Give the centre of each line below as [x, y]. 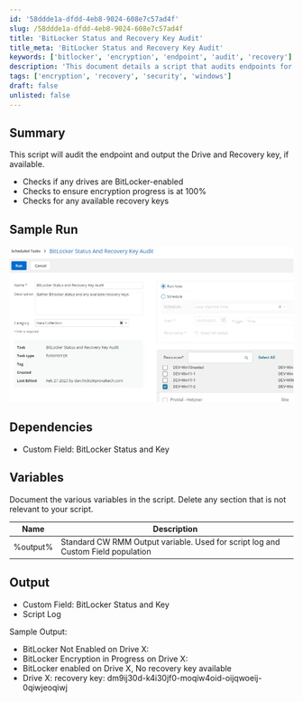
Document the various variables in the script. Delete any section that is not [148, 499]
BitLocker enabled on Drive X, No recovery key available [127, 668]
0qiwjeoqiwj [45, 688]
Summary [37, 133]
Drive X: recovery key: [64, 678]
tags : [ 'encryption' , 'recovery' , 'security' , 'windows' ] [120, 77]
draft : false [34, 86]
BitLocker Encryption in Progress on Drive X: [105, 659]
